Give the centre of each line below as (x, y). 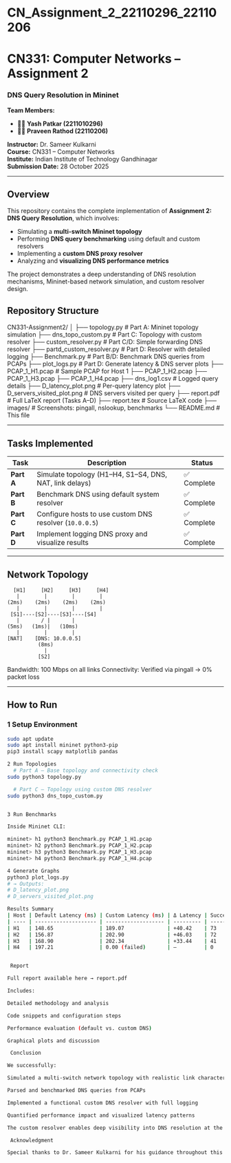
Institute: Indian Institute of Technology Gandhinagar (82, 159)
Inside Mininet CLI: (37, 827)
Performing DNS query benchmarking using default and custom (109, 239)
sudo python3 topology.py (44, 777)
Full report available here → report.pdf (67, 978)
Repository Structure (53, 311)
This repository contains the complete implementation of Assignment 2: (109, 211)
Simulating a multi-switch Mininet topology (79, 232)
